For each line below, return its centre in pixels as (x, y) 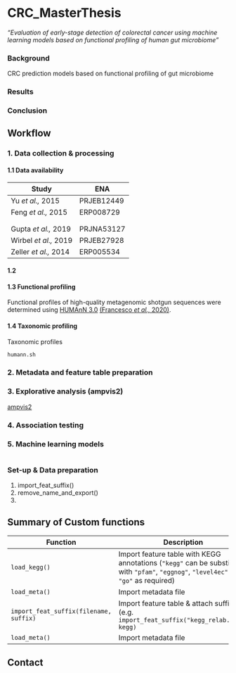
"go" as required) (147, 580)
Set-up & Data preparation (53, 470)
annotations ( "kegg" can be (163, 562)
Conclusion (27, 111)
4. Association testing (46, 425)
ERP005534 (100, 251)
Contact (25, 663)
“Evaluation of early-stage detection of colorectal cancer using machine (112, 32)
